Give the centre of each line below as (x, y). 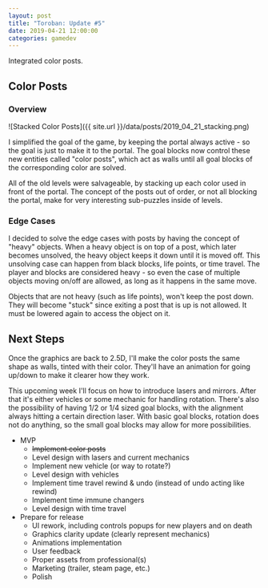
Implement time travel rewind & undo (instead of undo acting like (138, 483)
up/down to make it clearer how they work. (79, 375)
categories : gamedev (43, 38)
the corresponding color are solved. (67, 167)
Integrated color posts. (46, 61)
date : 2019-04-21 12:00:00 (53, 30)
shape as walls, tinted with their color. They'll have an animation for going (129, 367)
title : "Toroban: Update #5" (57, 23)
